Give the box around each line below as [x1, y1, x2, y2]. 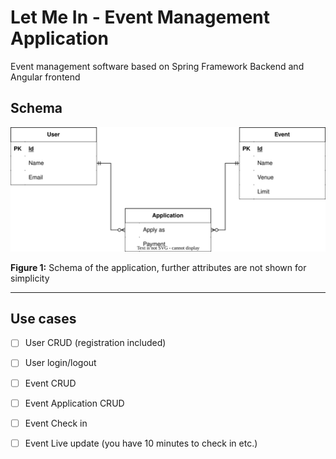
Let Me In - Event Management [10, 6, 271, 29]
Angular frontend [10, 71, 81, 83]
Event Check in [24, 417, 88, 429]
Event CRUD [24, 377, 77, 389]
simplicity [10, 272, 50, 284]
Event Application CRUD [24, 397, 125, 409]
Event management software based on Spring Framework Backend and [10, 60, 305, 72]
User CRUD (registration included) [24, 337, 167, 349]
